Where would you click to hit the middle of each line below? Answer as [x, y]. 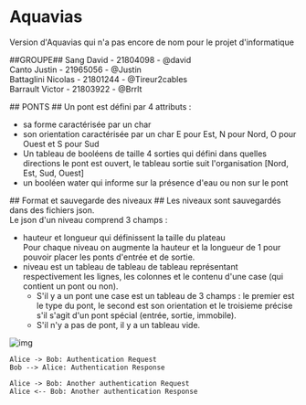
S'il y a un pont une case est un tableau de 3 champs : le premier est [165, 295]
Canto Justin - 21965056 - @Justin [75, 69]
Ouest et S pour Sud [61, 144]
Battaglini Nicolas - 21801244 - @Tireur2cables [99, 79]
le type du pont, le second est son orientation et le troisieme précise [164, 305]
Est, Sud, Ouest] [53, 173]
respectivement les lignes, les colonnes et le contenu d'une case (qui [153, 276]
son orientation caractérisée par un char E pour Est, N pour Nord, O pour [159, 133]
